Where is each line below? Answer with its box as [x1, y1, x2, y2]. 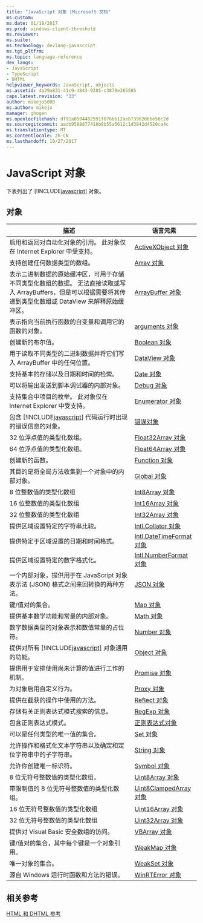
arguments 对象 [134, 322, 179, 330]
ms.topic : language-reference [6, 54, 83, 60]
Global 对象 [134, 471, 167, 480]
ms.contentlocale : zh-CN [6, 133, 69, 139]
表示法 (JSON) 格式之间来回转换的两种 [9, 580, 119, 588]
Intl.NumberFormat [134, 551, 188, 559]
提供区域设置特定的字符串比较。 [9, 522, 101, 530]
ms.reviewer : [6, 31, 39, 38]
